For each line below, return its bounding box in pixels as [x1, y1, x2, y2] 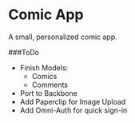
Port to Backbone [19, 88, 77, 97]
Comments [31, 80, 69, 89]
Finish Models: [19, 62, 69, 73]
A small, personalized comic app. [8, 32, 117, 42]
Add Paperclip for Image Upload [19, 97, 126, 106]
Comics [31, 71, 58, 81]
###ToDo [8, 47, 40, 57]
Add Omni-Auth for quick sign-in [19, 105, 128, 115]
